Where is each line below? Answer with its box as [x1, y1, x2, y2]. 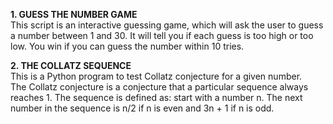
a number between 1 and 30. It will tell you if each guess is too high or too [10, 30, 314, 41]
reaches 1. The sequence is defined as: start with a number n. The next [10, 92, 303, 103]
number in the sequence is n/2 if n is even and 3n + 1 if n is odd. [10, 102, 275, 114]
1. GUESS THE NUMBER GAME [10, 9, 138, 20]
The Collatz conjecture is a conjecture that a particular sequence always [10, 81, 309, 93]
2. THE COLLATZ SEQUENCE [10, 60, 132, 71]
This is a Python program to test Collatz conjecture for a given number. [10, 70, 303, 82]
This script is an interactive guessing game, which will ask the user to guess [10, 19, 324, 31]
